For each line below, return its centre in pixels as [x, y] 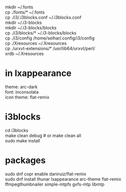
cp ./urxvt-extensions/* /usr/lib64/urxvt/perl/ [50, 48]
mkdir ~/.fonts [19, 7]
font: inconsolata [22, 92]
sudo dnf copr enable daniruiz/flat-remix [46, 174]
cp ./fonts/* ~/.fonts [25, 12]
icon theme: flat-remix [27, 97]
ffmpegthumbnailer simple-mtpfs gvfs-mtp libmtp [55, 184]
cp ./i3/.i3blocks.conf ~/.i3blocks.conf [43, 17]
